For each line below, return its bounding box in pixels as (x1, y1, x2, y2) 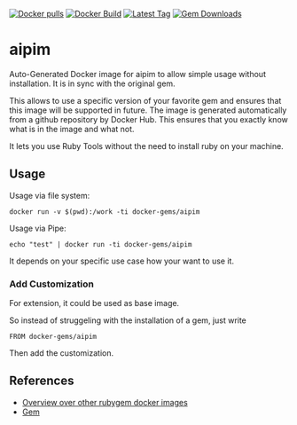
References (9, 374, 74, 389)
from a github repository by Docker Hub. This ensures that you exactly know (9, 114, 288, 124)
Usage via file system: (9, 190, 90, 201)
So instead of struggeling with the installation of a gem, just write (9, 315, 246, 326)
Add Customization (9, 278, 95, 290)
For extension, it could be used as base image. (9, 298, 180, 309)
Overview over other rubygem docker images (21, 397, 188, 407)
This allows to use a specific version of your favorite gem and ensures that (9, 95, 282, 106)
